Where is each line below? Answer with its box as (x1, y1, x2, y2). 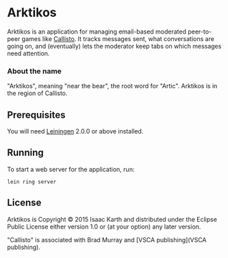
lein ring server (7, 178, 57, 185)
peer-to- (188, 27, 212, 36)
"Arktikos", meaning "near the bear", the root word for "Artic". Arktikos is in (7, 82, 218, 90)
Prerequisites (7, 109, 66, 120)
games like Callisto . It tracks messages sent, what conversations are (21, 34, 214, 42)
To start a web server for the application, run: (7, 165, 135, 173)
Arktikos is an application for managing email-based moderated (7, 27, 187, 36)
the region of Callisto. (7, 89, 68, 97)
